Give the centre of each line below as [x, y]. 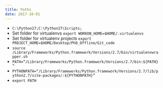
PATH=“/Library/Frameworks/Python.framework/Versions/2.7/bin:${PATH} [85, 62]
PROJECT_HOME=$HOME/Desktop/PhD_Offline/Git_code [63, 43]
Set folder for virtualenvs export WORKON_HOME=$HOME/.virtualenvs [78, 33]
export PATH [24, 81]
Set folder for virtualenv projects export [52, 38]
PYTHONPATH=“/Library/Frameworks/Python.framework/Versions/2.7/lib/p [85, 71]
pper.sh [20, 56]
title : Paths [18, 9]
